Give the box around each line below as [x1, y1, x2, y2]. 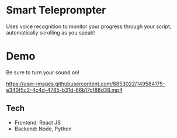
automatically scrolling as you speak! [6, 29, 95, 36]
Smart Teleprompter [6, 4, 106, 17]
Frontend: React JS [14, 119, 61, 126]
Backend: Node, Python [14, 125, 72, 132]
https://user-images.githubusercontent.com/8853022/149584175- [6, 80, 165, 87]
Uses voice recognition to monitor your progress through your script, [6, 23, 172, 30]
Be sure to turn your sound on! [6, 68, 80, 76]
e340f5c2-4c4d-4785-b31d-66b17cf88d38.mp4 [6, 86, 123, 94]
